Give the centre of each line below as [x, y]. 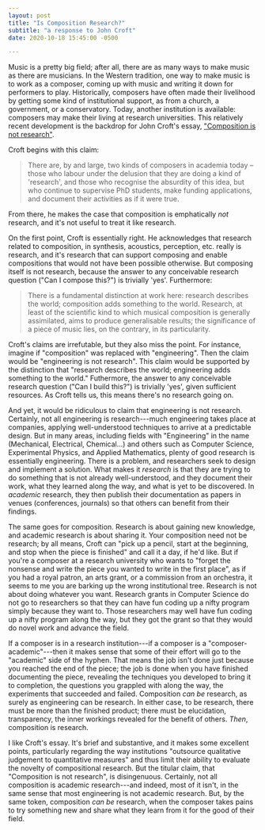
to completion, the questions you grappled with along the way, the [116, 686]
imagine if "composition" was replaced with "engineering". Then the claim [129, 353]
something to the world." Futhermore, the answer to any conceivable [120, 378]
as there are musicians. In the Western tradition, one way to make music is [129, 75]
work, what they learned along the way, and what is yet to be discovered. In [131, 486]
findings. [23, 511]
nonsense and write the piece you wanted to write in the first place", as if [127, 569]
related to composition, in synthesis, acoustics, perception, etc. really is [125, 247]
